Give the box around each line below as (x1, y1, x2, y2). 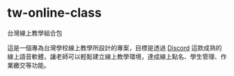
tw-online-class (7, 5, 102, 21)
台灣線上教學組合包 (7, 29, 63, 37)
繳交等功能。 (13, 61, 50, 69)
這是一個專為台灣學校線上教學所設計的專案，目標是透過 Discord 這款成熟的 (7, 43, 222, 52)
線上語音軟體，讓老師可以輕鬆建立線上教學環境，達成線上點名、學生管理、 (7, 52, 221, 61)
